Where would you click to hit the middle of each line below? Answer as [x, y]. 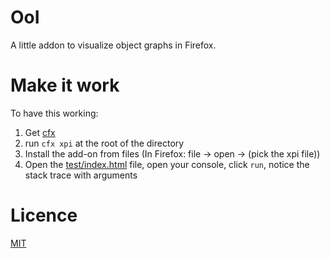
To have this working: [54, 113]
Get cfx [40, 132]
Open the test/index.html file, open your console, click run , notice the [167, 164]
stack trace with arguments [81, 175]
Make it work [65, 85]
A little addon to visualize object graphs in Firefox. [113, 45]
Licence [44, 215]
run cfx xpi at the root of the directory [104, 143]
